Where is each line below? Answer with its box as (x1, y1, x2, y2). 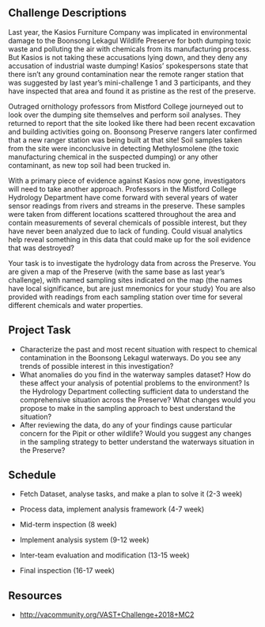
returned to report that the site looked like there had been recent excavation (8, 118, 256, 127)
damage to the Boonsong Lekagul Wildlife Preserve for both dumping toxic (8, 36, 252, 45)
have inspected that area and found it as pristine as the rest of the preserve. (8, 86, 256, 96)
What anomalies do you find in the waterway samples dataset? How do (19, 370, 252, 379)
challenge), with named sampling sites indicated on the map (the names (8, 275, 243, 284)
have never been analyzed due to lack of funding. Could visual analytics (8, 226, 243, 236)
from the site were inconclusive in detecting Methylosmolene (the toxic (8, 143, 240, 153)
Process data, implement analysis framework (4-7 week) (19, 504, 205, 514)
